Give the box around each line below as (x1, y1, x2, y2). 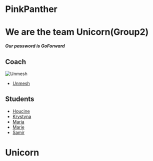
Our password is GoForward (5, 43, 65, 49)
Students (5, 95, 34, 103)
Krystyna (12, 113, 31, 119)
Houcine (12, 108, 30, 114)
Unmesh (12, 80, 30, 86)
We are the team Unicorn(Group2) (5, 26, 149, 38)
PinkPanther (5, 3, 57, 15)
